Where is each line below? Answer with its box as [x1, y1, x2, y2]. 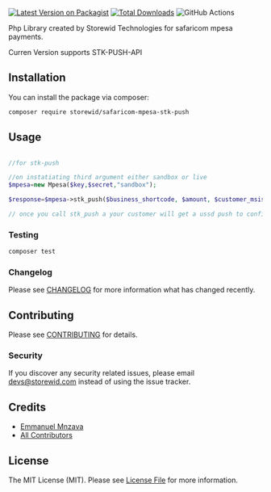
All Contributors [19, 431, 73, 440]
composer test [8, 247, 56, 256]
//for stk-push [8, 158, 60, 167]
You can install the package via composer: [8, 92, 149, 102]
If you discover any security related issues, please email [8, 368, 195, 378]
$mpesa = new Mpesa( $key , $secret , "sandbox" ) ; [8, 181, 157, 189]
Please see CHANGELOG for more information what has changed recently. [8, 285, 256, 295]
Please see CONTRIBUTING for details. [8, 330, 139, 339]
